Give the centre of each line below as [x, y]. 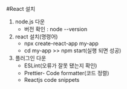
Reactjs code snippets [52, 80]
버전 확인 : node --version [56, 29]
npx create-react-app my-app [61, 43]
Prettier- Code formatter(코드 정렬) [67, 73]
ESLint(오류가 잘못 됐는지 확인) [60, 66]
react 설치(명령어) [37, 37]
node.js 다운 [30, 22]
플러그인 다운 [31, 58]
